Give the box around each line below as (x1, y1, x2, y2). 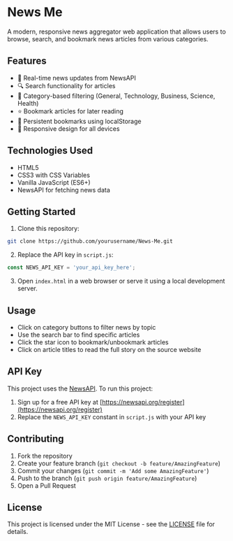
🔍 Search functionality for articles (17, 81, 116, 90)
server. (17, 284, 38, 293)
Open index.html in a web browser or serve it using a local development (17, 277, 225, 286)
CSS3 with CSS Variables (17, 171, 91, 179)
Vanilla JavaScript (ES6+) (17, 178, 91, 186)
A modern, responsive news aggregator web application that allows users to (7, 27, 227, 36)
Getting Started (7, 206, 76, 218)
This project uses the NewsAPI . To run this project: (7, 384, 153, 393)
